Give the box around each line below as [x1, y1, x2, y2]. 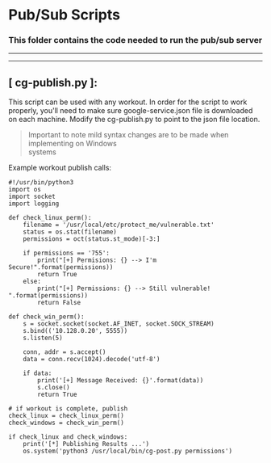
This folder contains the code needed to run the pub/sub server [8, 35, 263, 46]
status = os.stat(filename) [23, 228, 117, 236]
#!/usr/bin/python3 [8, 179, 74, 187]
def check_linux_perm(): [8, 214, 92, 222]
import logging [8, 200, 60, 208]
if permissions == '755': [23, 249, 110, 258]
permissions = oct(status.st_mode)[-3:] [23, 235, 161, 243]
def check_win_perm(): [8, 313, 85, 321]
